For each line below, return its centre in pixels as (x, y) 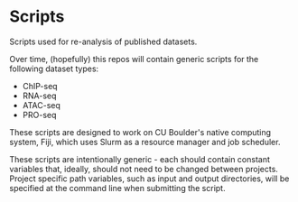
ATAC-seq (42, 105)
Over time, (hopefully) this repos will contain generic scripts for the (134, 59)
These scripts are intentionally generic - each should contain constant (140, 159)
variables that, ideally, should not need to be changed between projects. (144, 169)
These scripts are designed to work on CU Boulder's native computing (140, 132)
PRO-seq (39, 115)
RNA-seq (39, 96)
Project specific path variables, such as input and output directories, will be (149, 179)
